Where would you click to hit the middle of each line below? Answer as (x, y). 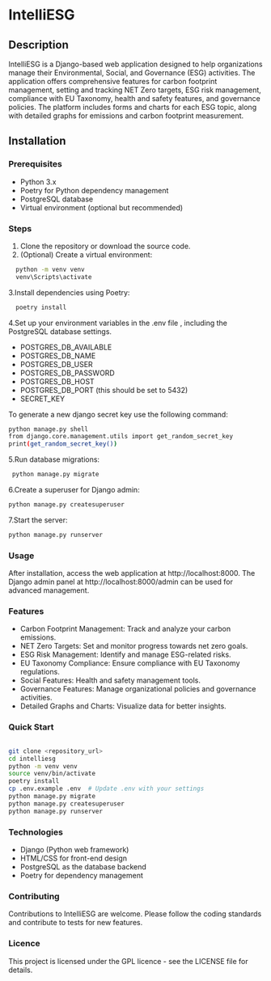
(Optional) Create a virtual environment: (86, 254)
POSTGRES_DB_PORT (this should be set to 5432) (104, 390)
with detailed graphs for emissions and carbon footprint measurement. (126, 116)
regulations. (40, 672)
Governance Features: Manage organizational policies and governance (138, 689)
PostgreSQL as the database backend (83, 866)
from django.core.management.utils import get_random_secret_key (121, 437)
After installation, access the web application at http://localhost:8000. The (132, 573)
